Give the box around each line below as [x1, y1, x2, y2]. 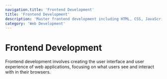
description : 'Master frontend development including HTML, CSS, [5, 16, 143, 21]
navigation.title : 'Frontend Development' [5, 7, 94, 12]
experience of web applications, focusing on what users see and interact [5, 64, 155, 70]
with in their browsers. [5, 69, 51, 75]
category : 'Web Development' [5, 21, 66, 26]
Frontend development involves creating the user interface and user [5, 59, 145, 65]
